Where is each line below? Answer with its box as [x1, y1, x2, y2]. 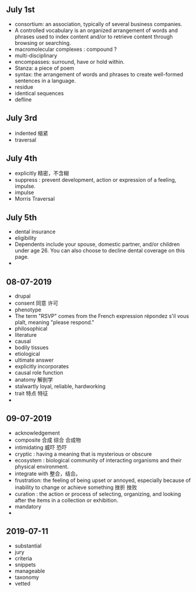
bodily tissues [14, 344, 49, 351]
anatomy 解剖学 [14, 376, 53, 384]
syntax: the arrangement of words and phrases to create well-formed [14, 70, 184, 78]
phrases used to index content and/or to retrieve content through [14, 33, 173, 40]
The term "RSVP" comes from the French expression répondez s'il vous [14, 313, 190, 320]
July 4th [6, 153, 37, 163]
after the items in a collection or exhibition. [14, 497, 119, 504]
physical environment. [14, 463, 69, 470]
